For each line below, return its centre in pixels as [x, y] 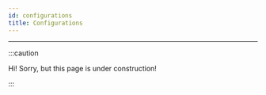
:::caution [24, 53]
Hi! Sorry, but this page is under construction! [82, 68]
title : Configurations [46, 23]
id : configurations [40, 15]
